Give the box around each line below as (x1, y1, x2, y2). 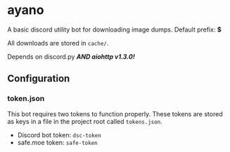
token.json (7, 94, 45, 104)
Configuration (7, 73, 70, 85)
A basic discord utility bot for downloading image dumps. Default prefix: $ (7, 25, 222, 34)
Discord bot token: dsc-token (17, 130, 102, 139)
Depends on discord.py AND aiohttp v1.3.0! (7, 52, 135, 61)
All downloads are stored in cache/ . (7, 39, 109, 47)
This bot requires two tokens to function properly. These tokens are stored (7, 109, 223, 118)
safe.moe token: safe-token (17, 138, 98, 146)
